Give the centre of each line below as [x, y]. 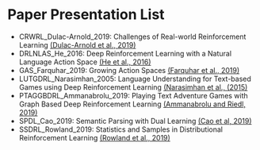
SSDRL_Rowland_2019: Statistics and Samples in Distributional [121, 129]
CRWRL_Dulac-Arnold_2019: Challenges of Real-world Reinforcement [132, 37]
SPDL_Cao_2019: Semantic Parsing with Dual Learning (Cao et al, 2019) [135, 121]
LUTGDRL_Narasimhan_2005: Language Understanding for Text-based [135, 79]
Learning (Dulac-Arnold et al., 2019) [77, 44]
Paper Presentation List [86, 15]
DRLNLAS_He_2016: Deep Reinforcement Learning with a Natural [125, 53]
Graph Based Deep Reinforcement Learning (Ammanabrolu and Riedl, [132, 104]
